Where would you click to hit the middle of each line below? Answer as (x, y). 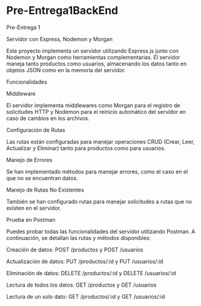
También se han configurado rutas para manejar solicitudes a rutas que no (99, 201)
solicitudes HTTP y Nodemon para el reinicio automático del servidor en (96, 111)
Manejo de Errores (29, 160)
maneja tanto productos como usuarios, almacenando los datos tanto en (97, 64)
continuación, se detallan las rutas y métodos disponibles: (79, 238)
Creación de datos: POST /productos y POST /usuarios (75, 250)
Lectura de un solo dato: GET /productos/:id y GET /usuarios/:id (86, 296)
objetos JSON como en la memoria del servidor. (66, 70)
